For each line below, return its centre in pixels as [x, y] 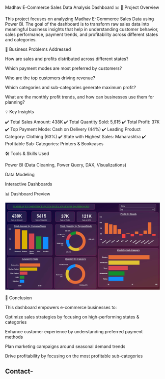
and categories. [21, 40]
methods [14, 337]
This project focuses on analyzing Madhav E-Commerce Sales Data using [80, 19]
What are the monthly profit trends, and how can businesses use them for [80, 97]
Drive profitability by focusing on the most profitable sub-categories [74, 356]
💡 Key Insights [20, 112]
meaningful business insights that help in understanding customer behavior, [82, 29]
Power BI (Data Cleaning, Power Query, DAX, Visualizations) [66, 165]
